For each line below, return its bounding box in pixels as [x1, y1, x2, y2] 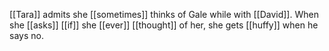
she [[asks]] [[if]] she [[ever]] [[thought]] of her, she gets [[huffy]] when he [9, 19, 319, 31]
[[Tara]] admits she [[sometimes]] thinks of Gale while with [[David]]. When [9, 9, 319, 20]
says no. [9, 30, 44, 41]
